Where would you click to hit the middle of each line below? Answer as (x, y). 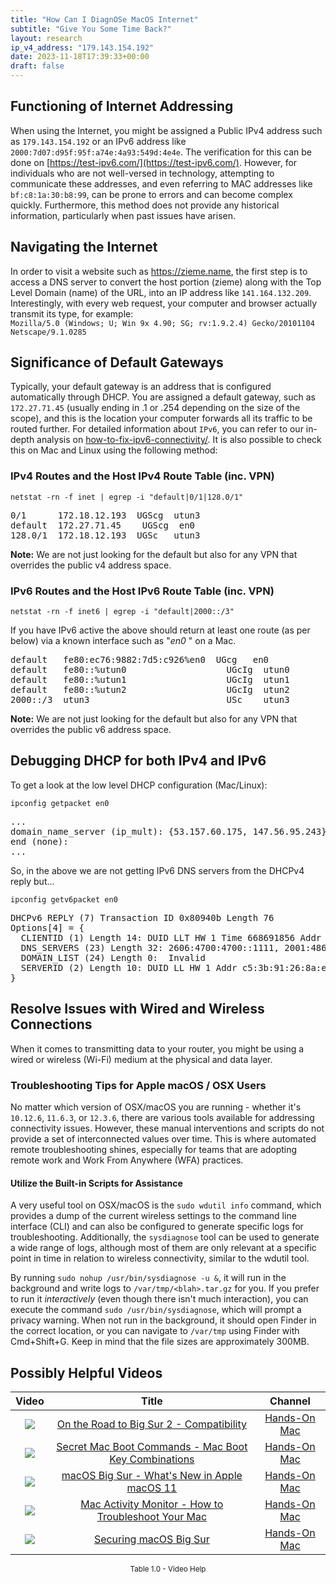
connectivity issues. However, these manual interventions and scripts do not (167, 1128)
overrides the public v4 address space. (91, 565)
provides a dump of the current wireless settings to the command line (153, 1216)
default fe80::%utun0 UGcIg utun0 (150, 670)
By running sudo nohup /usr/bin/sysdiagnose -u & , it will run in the (148, 1278)
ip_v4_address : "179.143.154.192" (82, 47)
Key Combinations (152, 1459)
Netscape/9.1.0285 (48, 332)
